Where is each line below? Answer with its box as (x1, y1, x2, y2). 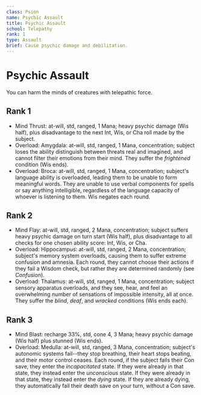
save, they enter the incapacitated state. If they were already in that (14, 363, 184, 370)
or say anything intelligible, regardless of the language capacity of (14, 186, 180, 194)
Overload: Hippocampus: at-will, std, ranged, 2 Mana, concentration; (14, 246, 186, 253)
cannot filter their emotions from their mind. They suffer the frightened (14, 154, 191, 162)
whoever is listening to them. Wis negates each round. (14, 193, 151, 200)
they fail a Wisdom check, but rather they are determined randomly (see (14, 265, 194, 272)
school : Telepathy (6, 25, 53, 32)
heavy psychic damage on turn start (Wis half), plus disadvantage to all (14, 233, 193, 240)
